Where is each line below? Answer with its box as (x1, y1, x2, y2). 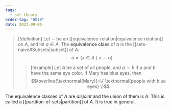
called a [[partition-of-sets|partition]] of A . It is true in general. (5, 99, 136, 105)
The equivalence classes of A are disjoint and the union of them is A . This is (5, 93, 165, 100)
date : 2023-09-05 (5, 21, 42, 27)
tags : (5, 7, 17, 13)
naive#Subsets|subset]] (17, 47, 68, 53)
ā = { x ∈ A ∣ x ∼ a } (71, 55, 113, 61)
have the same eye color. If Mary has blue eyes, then (30, 70, 142, 76)
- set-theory (10, 12, 38, 17)
